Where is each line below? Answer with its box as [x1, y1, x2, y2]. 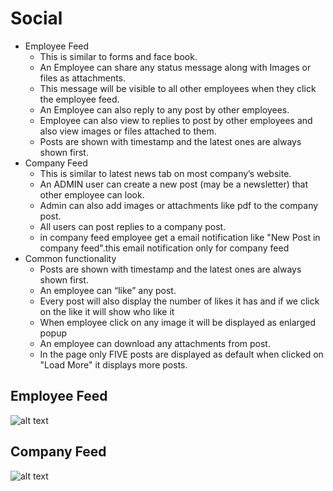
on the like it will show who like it [39, 305, 175, 317]
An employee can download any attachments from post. [39, 337, 271, 349]
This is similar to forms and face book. [39, 50, 198, 62]
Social [10, 7, 63, 30]
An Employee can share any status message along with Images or [39, 61, 312, 73]
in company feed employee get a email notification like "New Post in [39, 231, 321, 243]
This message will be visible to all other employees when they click [39, 82, 317, 94]
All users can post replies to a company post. [39, 220, 227, 232]
